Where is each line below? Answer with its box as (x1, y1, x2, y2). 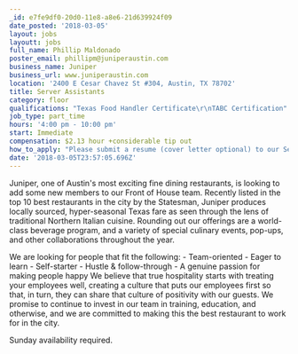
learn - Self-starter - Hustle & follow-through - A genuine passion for (9, 261, 261, 271)
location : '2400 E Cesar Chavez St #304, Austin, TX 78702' (9, 79, 237, 88)
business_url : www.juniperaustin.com (9, 71, 149, 80)
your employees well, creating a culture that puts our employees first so (9, 279, 272, 290)
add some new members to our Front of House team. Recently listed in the (9, 187, 281, 198)
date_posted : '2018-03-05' (9, 21, 109, 30)
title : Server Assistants (9, 87, 105, 96)
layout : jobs (9, 29, 58, 38)
